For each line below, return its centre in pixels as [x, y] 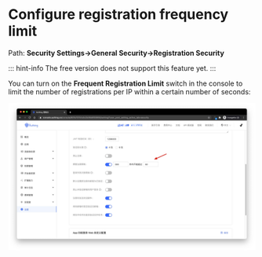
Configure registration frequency [118, 15]
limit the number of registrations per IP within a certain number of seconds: [129, 91]
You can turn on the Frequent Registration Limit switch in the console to [126, 83]
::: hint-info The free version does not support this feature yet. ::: [112, 68]
